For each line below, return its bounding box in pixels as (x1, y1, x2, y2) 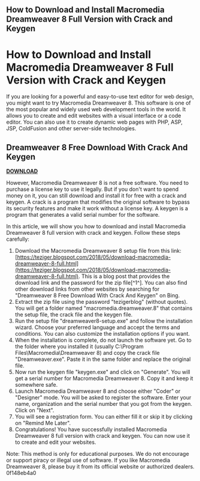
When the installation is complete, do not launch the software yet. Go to (14, 336, 192, 344)
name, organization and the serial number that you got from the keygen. (14, 401, 193, 408)
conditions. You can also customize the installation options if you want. (14, 330, 190, 337)
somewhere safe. (14, 381, 58, 389)
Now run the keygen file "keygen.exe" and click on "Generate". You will (14, 369, 190, 376)
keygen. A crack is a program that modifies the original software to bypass (6, 198, 190, 206)
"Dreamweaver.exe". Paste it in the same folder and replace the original (14, 355, 191, 363)
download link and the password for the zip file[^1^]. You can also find (14, 279, 187, 286)
